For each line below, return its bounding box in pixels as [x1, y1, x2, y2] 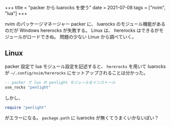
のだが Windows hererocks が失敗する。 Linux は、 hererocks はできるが [5, 27, 160, 33]
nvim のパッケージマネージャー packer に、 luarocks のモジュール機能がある [5, 21, 166, 27]
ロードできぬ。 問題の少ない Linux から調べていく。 [27, 34, 137, 40]
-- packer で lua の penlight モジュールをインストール [5, 80, 116, 85]
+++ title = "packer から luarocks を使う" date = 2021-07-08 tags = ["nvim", [5, 5, 165, 10]
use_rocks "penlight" [5, 84, 51, 90]
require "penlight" [5, 105, 47, 110]
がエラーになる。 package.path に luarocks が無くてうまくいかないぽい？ [5, 115, 159, 121]
